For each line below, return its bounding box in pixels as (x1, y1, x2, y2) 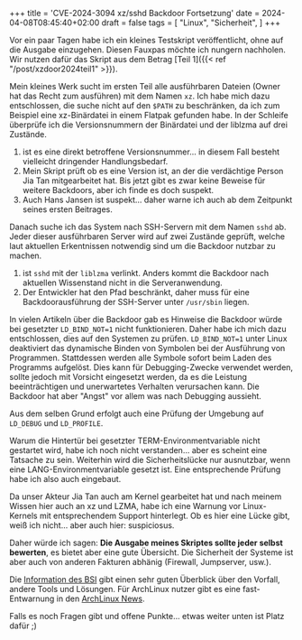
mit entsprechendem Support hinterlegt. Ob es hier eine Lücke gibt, (39, 510, 290, 521)
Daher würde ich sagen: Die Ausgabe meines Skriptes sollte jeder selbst (9, 537, 284, 548)
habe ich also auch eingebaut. (9, 474, 122, 484)
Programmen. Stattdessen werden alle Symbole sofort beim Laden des (9, 352, 272, 363)
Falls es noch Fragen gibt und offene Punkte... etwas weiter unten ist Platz (9, 611, 285, 621)
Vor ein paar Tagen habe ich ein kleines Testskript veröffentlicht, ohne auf (9, 35, 284, 45)
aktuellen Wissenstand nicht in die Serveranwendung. (22, 277, 223, 288)
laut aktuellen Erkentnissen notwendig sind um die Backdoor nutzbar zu (9, 241, 277, 251)
